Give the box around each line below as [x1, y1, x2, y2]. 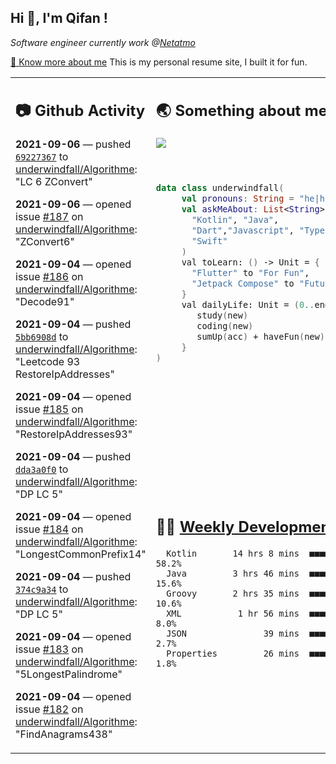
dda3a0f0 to [15, 462, 69, 476]
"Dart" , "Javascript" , [191, 225, 295, 236]
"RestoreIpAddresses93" [15, 427, 133, 441]
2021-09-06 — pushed [15, 137, 132, 151]
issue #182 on [15, 702, 84, 716]
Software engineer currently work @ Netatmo [10, 36, 196, 48]
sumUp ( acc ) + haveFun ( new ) [196, 331, 325, 343]
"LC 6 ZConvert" [15, 175, 93, 189]
